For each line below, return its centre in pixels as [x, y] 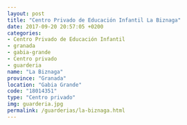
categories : [24, 33]
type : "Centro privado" [42, 98]
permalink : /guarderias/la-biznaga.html [66, 110]
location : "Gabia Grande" [44, 85]
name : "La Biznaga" [35, 72]
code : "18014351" [32, 91]
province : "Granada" [37, 78]
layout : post [26, 14]
